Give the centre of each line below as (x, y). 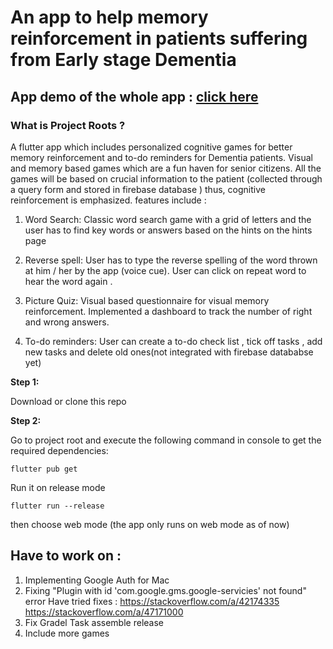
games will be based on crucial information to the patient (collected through (166, 178)
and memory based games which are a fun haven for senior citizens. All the (166, 168)
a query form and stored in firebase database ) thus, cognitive (138, 189)
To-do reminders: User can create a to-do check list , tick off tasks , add (173, 341)
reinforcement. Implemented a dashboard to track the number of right (168, 311)
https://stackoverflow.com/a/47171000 (104, 612)
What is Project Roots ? (68, 125)
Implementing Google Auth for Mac (97, 580)
